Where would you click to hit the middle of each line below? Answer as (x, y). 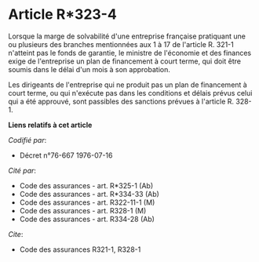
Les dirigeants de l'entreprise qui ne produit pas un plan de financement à (128, 85)
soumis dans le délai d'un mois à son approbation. (89, 69)
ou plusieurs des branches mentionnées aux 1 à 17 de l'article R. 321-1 (121, 44)
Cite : (16, 234)
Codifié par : (27, 140)
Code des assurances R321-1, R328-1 (80, 249)
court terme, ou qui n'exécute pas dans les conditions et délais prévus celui (130, 93)
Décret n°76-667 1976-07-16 (66, 155)
